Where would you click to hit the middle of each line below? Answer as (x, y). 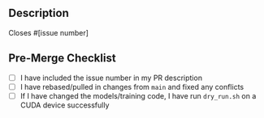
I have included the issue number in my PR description (111, 78)
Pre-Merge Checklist (62, 59)
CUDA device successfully (65, 105)
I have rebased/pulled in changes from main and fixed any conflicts (132, 86)
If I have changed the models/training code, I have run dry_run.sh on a (138, 95)
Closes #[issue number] (49, 32)
